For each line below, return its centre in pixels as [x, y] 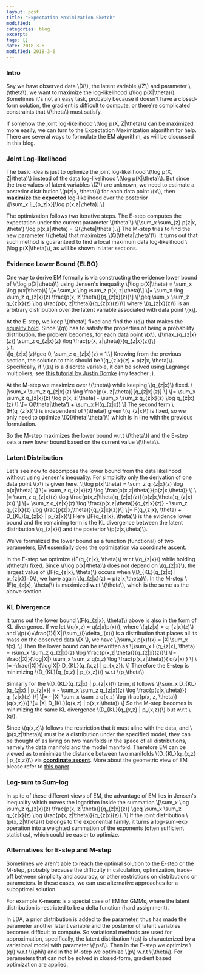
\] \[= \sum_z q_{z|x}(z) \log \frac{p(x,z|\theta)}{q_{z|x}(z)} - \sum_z [102, 503]
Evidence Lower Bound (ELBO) [52, 264]
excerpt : [17, 35]
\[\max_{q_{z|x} [177, 334]
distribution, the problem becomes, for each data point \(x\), [81, 334]
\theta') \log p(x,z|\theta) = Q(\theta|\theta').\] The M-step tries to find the [98, 229]
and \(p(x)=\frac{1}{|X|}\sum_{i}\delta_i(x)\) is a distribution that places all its [102, 634]
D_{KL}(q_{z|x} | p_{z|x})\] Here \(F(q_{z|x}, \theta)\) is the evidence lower [99, 516]
